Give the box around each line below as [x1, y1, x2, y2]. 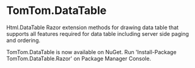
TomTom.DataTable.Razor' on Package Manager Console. [6, 55, 152, 62]
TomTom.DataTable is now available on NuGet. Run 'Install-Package [6, 48, 177, 55]
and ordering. [6, 36, 41, 44]
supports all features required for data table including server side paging [6, 30, 189, 37]
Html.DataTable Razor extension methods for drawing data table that [6, 24, 179, 31]
